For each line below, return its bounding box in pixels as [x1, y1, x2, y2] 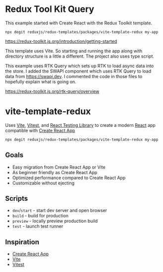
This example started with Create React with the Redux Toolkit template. [5, 20, 153, 26]
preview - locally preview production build [12, 218, 98, 224]
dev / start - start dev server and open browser [12, 207, 108, 213]
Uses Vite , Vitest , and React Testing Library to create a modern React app [5, 122, 156, 128]
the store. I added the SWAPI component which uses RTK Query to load [5, 68, 152, 74]
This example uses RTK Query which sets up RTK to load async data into [5, 63, 154, 69]
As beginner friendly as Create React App [12, 169, 98, 175]
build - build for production [12, 213, 68, 219]
